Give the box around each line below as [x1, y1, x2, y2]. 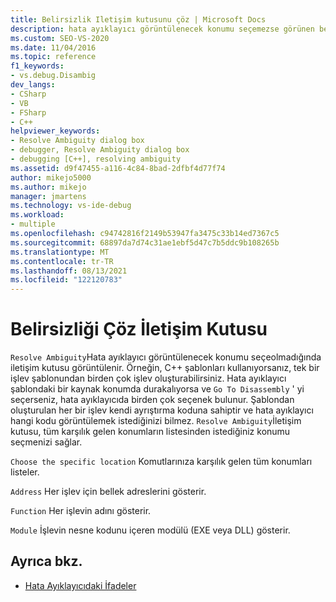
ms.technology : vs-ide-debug [10, 201, 132, 211]
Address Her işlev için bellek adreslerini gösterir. [10, 486, 207, 498]
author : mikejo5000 [10, 172, 92, 183]
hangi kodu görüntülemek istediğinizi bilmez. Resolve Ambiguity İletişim [10, 415, 302, 427]
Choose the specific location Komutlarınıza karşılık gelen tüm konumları [10, 456, 313, 468]
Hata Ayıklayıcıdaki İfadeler [24, 579, 137, 591]
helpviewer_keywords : [10, 126, 101, 136]
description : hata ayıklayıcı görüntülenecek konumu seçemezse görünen [10, 24, 315, 34]
